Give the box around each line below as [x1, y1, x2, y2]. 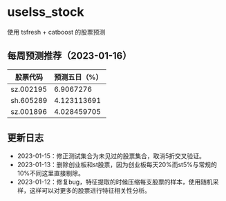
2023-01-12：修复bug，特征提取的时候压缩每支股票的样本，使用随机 [17, 178, 213, 186]
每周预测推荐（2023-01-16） [7, 50, 132, 62]
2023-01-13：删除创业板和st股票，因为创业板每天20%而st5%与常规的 [17, 160, 218, 169]
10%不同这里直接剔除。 [17, 169, 85, 177]
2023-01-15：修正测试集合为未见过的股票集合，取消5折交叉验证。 [17, 151, 206, 160]
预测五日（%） [54, 72, 103, 82]
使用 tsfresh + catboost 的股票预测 [7, 28, 106, 36]
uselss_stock [7, 4, 84, 20]
